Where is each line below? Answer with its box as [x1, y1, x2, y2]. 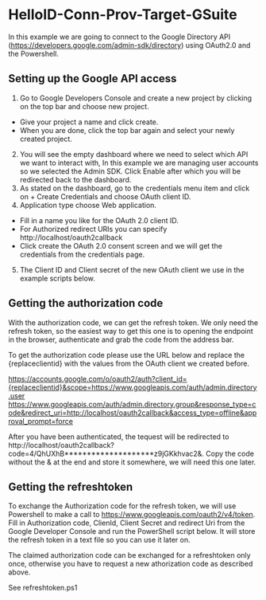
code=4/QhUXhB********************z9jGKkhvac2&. [8, 449, 205, 458]
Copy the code [206, 449, 254, 458]
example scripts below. [19, 273, 95, 283]
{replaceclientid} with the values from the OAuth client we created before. [8, 359, 250, 368]
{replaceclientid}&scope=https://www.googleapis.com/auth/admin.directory [8, 382, 257, 392]
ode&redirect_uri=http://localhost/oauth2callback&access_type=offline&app [8, 408, 257, 418]
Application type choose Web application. [19, 200, 157, 210]
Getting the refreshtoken [8, 480, 133, 493]
